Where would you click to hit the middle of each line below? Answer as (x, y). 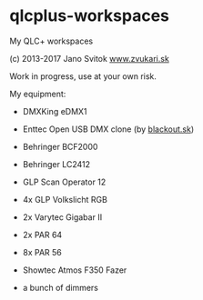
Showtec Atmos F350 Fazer (75, 270)
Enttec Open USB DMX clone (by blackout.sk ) (108, 129)
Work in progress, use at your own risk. (83, 76)
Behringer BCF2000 (60, 146)
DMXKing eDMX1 (55, 111)
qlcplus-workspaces (90, 16)
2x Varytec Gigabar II (62, 217)
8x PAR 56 (42, 252)
